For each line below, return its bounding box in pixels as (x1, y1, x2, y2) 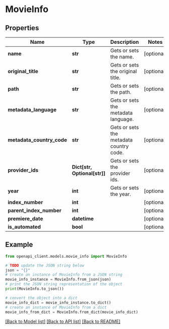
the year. (110, 190, 132, 198)
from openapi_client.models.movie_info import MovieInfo (5, 253, 127, 259)
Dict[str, (72, 164, 92, 170)
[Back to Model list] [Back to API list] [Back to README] (5, 318, 121, 324)
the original (110, 68, 137, 75)
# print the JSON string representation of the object (5, 282, 123, 287)
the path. (110, 89, 132, 95)
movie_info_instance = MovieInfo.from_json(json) (5, 277, 112, 282)
